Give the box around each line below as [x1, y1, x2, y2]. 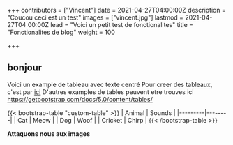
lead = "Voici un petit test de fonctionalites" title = [50, 21, 194, 29]
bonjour [7, 62, 43, 74]
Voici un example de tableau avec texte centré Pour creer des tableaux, [7, 80, 213, 89]
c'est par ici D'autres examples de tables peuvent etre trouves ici [7, 87, 194, 96]
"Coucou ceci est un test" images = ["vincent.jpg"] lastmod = [7, 13, 183, 22]
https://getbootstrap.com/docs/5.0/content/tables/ [7, 95, 153, 103]
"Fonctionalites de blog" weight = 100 [7, 28, 115, 36]
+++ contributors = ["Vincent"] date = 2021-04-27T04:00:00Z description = [7, 6, 227, 14]
